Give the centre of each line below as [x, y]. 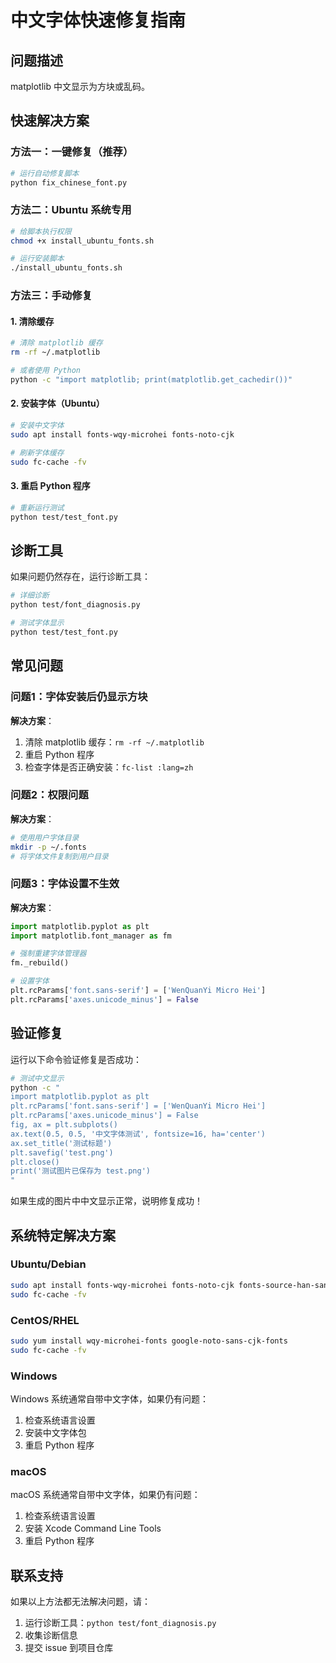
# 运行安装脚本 [37, 259]
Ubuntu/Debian [48, 1264]
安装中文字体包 [55, 1432]
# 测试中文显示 [37, 1078]
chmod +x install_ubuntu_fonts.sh [82, 241]
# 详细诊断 [30, 596]
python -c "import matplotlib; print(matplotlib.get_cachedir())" [151, 379]
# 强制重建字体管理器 [48, 954]
